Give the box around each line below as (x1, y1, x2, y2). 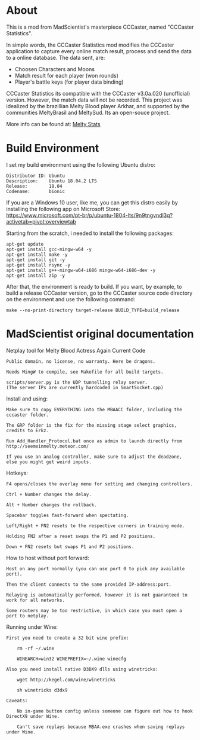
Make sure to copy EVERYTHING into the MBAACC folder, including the (6, 406, 183, 412)
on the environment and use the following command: (6, 295, 136, 302)
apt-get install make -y (6, 252, 68, 258)
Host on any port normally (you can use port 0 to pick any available (6, 565, 185, 571)
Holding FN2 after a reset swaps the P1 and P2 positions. (6, 533, 156, 539)
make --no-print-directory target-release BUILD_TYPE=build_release (6, 307, 180, 313)
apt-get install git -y (6, 256, 65, 263)
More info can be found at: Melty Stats (6, 120, 101, 127)
